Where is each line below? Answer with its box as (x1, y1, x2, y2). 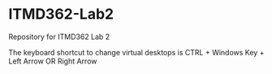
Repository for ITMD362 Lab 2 (8, 32, 110, 41)
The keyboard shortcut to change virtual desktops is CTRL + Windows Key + (8, 47, 265, 57)
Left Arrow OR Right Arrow (8, 56, 97, 66)
